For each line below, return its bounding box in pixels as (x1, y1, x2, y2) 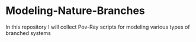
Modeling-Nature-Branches (5, 4, 146, 17)
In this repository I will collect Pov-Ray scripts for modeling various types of (5, 23, 190, 30)
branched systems (5, 29, 51, 36)
